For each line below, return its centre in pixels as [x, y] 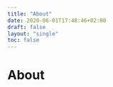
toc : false [23, 40]
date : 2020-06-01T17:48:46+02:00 [57, 21]
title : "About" [30, 14]
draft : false [27, 27]
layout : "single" [33, 34]
